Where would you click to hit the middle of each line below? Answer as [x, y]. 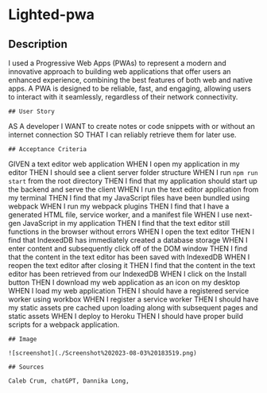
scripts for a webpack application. [64, 325]
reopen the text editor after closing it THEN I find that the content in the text [132, 265]
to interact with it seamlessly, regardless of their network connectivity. [123, 97]
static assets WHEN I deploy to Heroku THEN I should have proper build [126, 316]
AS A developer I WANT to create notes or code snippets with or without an [132, 126]
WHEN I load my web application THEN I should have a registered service [129, 291]
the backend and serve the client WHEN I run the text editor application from [133, 189]
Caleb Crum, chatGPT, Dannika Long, [69, 381]
